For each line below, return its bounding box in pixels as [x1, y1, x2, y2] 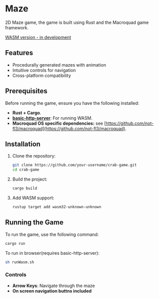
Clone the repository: [12, 153, 56, 159]
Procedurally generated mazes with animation [12, 62, 106, 68]
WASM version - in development [5, 34, 71, 40]
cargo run [5, 241, 26, 246]
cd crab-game [12, 167, 40, 172]
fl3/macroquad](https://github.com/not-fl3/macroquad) [12, 125, 125, 132]
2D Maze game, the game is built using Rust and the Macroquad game [5, 19, 149, 25]
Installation [5, 140, 41, 148]
